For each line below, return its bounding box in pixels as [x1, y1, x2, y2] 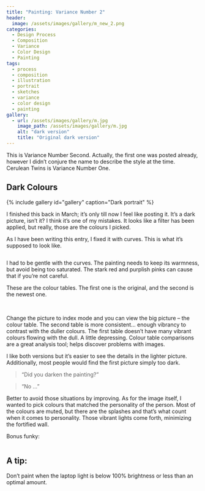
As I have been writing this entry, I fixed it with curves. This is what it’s [6, 235, 184, 242]
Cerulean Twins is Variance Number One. [6, 164, 111, 172]
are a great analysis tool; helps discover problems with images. [6, 340, 165, 347]
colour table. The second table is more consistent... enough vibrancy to [6, 320, 187, 328]
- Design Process [12, 32, 56, 38]
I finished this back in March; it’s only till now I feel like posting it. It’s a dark [6, 210, 196, 218]
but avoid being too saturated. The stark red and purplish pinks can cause [6, 265, 193, 273]
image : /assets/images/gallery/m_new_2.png [12, 20, 124, 26]
